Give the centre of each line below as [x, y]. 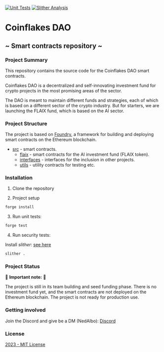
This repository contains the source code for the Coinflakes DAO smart [77, 70]
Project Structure [26, 124]
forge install [20, 207]
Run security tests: [31, 235]
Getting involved [25, 310]
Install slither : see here [28, 245]
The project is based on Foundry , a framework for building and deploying [80, 134]
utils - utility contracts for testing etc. [57, 165]
